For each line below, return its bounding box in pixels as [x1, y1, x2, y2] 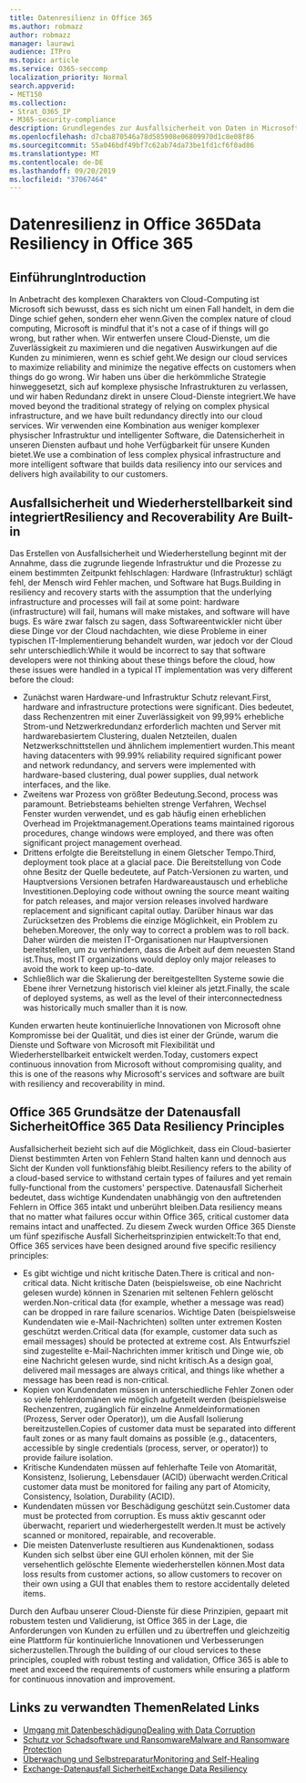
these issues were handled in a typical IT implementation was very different [9, 664, 293, 676]
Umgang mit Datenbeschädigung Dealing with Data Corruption [22, 1724, 256, 1736]
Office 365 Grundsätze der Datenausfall [9, 1104, 241, 1120]
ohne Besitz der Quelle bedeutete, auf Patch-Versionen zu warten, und [22, 867, 289, 878]
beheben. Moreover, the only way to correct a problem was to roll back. [22, 924, 290, 936]
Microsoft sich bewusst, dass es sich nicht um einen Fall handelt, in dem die [9, 303, 295, 315]
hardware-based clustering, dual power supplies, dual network [22, 769, 259, 781]
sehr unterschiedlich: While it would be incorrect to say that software [9, 645, 266, 656]
